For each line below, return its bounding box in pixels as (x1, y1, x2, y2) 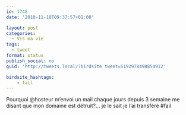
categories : (6, 30, 36, 36)
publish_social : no (6, 57, 55, 64)
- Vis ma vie (11, 36, 44, 42)
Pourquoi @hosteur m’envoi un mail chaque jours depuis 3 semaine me (6, 96, 180, 103)
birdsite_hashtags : (6, 74, 55, 80)
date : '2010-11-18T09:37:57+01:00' (6, 14, 94, 20)
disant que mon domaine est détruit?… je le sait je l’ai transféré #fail (6, 102, 171, 110)
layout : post (6, 25, 39, 31)
